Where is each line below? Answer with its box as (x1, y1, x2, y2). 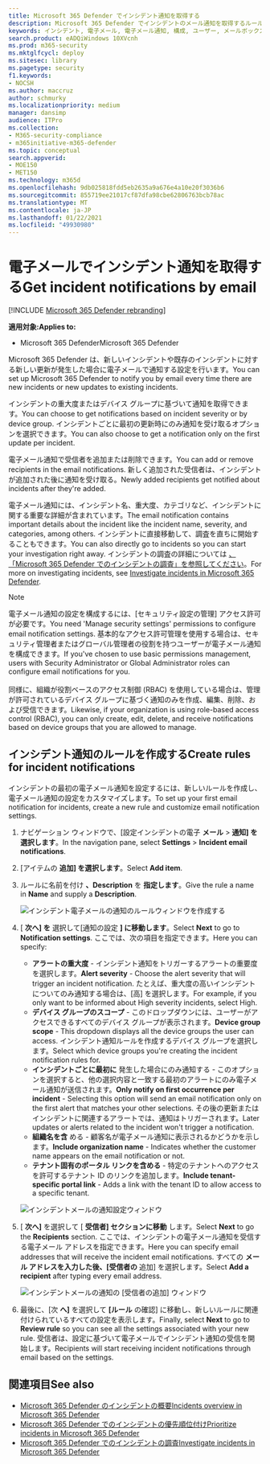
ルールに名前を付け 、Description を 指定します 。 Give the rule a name (19, 880, 255, 889)
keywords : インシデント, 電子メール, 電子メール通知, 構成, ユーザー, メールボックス (8, 27, 266, 35)
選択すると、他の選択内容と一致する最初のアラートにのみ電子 (46, 1074, 251, 1084)
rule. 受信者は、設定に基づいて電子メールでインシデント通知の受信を (19, 1333, 248, 1343)
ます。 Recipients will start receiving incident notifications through (34, 1343, 252, 1353)
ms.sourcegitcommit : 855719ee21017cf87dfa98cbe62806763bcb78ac (8, 191, 225, 199)
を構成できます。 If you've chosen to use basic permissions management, (8, 649, 252, 659)
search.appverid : (8, 154, 67, 162)
